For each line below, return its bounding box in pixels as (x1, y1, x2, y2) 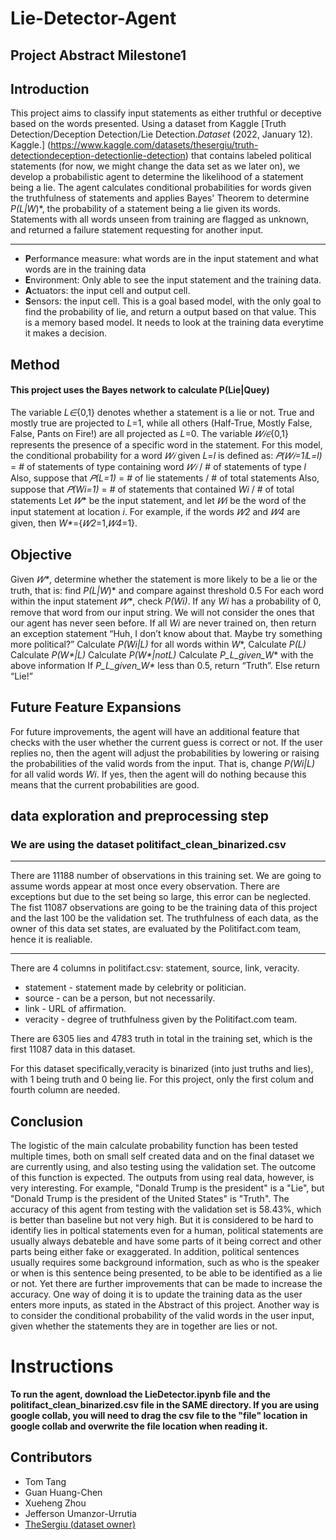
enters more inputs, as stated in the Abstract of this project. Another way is (10, 1299, 320, 1311)
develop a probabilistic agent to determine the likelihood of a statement (10, 171, 304, 183)
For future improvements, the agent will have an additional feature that (10, 725, 300, 737)
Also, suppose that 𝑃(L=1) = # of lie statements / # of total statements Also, (10, 472, 320, 484)
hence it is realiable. (10, 933, 93, 946)
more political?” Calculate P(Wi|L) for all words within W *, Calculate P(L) (10, 638, 307, 650)
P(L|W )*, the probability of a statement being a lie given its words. (10, 203, 281, 215)
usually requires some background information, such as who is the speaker (10, 1257, 320, 1269)
